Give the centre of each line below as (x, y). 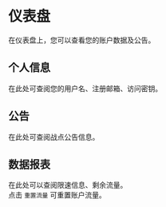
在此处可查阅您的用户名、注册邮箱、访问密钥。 (85, 88)
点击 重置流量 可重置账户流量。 (57, 195)
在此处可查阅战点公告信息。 (54, 137)
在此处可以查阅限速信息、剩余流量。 (68, 185)
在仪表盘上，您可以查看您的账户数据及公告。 (82, 40)
